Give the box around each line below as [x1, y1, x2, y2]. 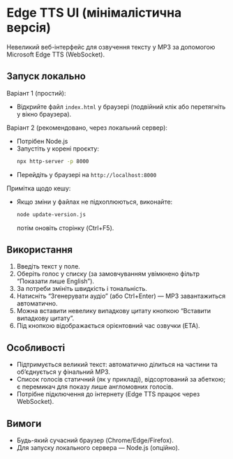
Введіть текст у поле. [16, 262, 81, 271]
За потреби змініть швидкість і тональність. [16, 285, 148, 293]
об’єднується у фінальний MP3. [16, 368, 111, 376]
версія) [6, 20, 52, 36]
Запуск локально [6, 70, 87, 82]
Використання [6, 243, 73, 255]
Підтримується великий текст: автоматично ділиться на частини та [16, 361, 218, 369]
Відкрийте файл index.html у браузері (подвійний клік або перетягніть [16, 103, 226, 111]
